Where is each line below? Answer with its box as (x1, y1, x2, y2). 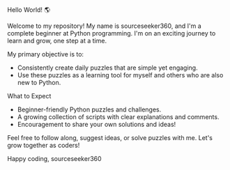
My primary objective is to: (7, 50, 84, 58)
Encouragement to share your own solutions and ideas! (17, 121, 176, 128)
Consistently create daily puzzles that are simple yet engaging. (17, 63, 198, 72)
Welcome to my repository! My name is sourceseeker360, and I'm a (7, 22, 202, 30)
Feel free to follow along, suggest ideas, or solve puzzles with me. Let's (7, 134, 213, 141)
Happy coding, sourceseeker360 (7, 155, 102, 162)
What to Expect (7, 92, 52, 100)
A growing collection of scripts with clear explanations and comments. (17, 113, 220, 121)
